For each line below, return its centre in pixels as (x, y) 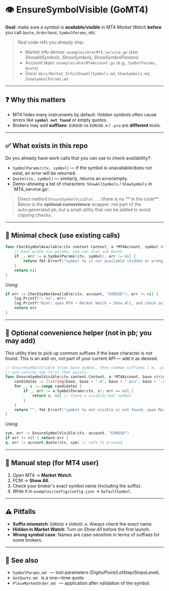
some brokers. (27, 540)
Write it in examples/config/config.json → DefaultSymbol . (72, 491)
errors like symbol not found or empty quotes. (60, 120)
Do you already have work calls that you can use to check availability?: (78, 158)
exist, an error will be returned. (44, 173)
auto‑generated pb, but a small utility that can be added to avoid (84, 209)
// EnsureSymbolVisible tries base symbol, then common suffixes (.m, (81, 367)
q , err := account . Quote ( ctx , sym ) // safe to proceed (64, 443)
